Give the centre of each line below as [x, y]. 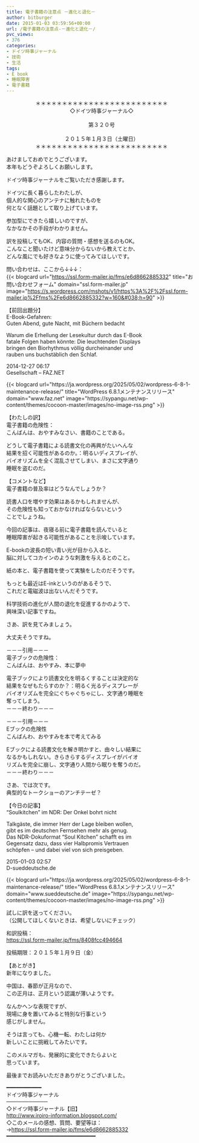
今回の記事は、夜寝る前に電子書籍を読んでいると [67, 529]
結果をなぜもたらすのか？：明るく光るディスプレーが [72, 685]
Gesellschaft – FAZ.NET [36, 373]
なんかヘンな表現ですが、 [38, 1006]
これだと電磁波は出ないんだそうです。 [54, 591]
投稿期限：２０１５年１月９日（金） [51, 952]
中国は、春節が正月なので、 [41, 986]
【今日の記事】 [25, 805]
